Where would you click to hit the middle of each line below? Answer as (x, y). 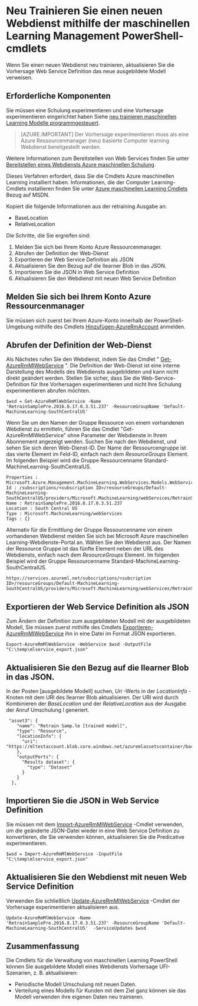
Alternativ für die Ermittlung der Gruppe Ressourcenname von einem (89, 530)
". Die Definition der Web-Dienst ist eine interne (123, 366)
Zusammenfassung (43, 946)
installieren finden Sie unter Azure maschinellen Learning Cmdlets (108, 188)
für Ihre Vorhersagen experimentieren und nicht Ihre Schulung (106, 385)
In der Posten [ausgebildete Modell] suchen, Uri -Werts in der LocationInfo (97, 691)
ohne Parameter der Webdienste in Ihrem (117, 435)
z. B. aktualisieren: (56, 973)
